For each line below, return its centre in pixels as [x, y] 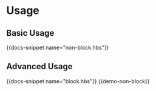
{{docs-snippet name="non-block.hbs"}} [58, 47]
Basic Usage [30, 33]
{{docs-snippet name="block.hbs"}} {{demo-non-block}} [78, 81]
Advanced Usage [39, 66]
